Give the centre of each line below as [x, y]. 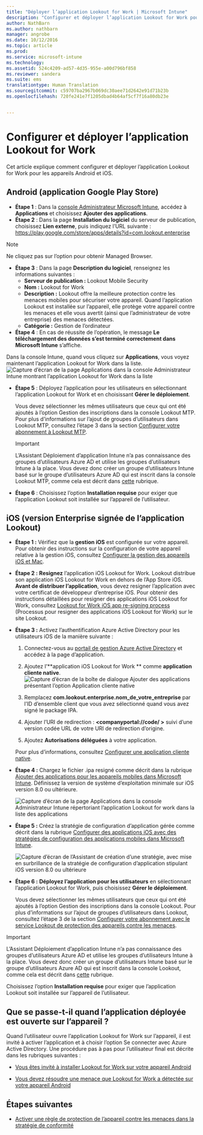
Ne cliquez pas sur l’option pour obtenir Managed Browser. [79, 256]
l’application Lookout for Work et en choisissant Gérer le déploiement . [102, 394]
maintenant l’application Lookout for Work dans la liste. [75, 363]
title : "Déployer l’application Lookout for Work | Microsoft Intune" [97, 12]
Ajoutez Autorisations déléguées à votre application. [90, 741]
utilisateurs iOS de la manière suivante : [64, 636]
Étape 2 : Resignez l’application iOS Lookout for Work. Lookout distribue [105, 573]
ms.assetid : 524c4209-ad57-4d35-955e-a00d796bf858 [71, 68]
